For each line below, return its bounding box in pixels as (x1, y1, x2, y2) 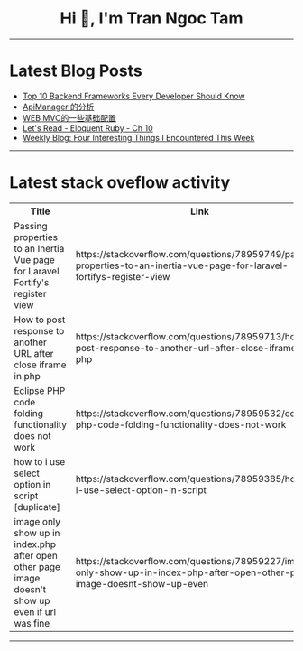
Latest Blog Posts (9, 60, 142, 81)
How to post (14, 313, 66, 326)
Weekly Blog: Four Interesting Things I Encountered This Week (22, 132, 255, 143)
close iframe (14, 358, 67, 371)
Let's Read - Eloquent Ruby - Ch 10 (22, 122, 153, 134)
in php (14, 369, 41, 382)
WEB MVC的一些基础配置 (22, 112, 117, 123)
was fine (14, 617, 50, 629)
